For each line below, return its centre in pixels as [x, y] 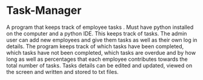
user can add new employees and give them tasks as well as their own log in [102, 40]
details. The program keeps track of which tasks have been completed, [95, 46]
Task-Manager [44, 11]
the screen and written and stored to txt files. [63, 72]
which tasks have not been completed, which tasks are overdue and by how [101, 52]
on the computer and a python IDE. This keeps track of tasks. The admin [97, 33]
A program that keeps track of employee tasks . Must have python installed [100, 27]
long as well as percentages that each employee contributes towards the [97, 59]
